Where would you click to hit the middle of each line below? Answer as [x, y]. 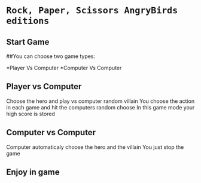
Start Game [28, 42]
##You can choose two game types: [51, 56]
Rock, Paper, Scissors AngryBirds [92, 10]
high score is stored [31, 114]
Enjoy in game [33, 172]
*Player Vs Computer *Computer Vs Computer [64, 68]
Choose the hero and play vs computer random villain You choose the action [100, 101]
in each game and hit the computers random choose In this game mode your [100, 107]
